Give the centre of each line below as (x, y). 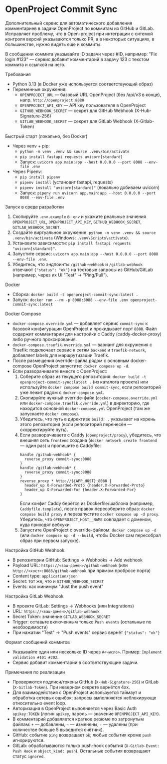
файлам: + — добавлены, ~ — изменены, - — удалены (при (75, 724)
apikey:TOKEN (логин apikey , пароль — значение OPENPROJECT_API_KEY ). (86, 713)
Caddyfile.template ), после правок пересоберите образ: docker (87, 508)
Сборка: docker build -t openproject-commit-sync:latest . (75, 294)
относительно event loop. (39, 703)
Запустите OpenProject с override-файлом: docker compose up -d (88, 530)
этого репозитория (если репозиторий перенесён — (76, 424)
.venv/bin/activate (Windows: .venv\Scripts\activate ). (71, 237)
